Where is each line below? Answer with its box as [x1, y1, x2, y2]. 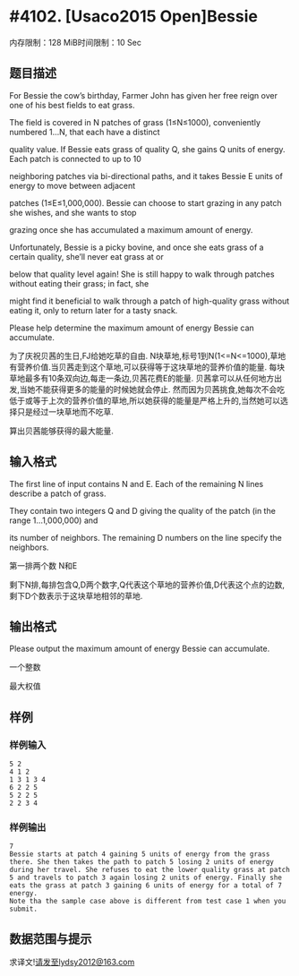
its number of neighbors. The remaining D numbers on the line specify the [9, 532, 282, 543]
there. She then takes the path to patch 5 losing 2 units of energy [9, 858, 275, 867]
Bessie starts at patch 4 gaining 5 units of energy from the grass [9, 850, 270, 859]
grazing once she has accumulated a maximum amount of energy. [9, 224, 253, 235]
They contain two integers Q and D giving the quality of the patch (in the [9, 505, 276, 516]
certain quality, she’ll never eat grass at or [9, 251, 164, 261]
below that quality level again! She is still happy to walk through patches [9, 269, 275, 279]
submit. [9, 904, 38, 914]
